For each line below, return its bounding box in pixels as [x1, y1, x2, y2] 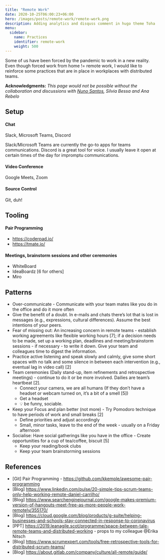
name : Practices [14, 35, 48, 40]
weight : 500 [14, 44, 38, 49]
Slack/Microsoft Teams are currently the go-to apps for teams [5, 142, 131, 148]
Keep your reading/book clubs [19, 443, 81, 449]
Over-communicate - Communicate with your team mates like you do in [12, 301, 158, 307]
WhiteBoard [12, 263, 37, 269]
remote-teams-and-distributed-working [12, 528, 93, 534]
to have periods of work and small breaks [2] [12, 411, 103, 417]
